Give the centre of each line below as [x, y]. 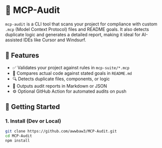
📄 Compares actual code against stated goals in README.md [72, 73]
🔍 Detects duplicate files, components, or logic [61, 79]
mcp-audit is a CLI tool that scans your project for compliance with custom [81, 24]
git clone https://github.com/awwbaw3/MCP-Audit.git [61, 132]
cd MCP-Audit [19, 136]
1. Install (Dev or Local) [33, 121]
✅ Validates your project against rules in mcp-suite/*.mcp [71, 67]
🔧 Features [22, 56]
